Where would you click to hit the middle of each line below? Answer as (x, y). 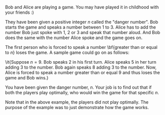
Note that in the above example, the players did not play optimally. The (77, 102)
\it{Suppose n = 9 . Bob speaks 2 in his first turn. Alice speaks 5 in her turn (81, 62)
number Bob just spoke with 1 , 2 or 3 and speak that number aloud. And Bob (83, 32)
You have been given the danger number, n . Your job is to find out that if (78, 87)
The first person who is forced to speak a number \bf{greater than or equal (81, 47)
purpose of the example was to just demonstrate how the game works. (77, 107)
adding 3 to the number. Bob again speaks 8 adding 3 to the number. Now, (81, 67)
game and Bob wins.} (27, 78)
